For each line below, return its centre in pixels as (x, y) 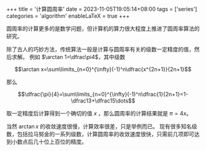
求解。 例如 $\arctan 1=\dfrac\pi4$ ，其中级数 (68, 57)
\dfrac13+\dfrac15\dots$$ (103, 101)
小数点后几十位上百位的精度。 (49, 142)
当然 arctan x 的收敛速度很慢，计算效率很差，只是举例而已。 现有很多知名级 (102, 126)
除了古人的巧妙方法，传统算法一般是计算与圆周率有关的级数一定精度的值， (100, 49)
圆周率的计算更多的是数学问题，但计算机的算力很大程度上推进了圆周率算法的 (103, 29)
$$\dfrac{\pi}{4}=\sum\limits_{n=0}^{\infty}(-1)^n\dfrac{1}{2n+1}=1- (103, 94)
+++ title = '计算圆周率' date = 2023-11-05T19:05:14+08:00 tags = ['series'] (102, 9)
